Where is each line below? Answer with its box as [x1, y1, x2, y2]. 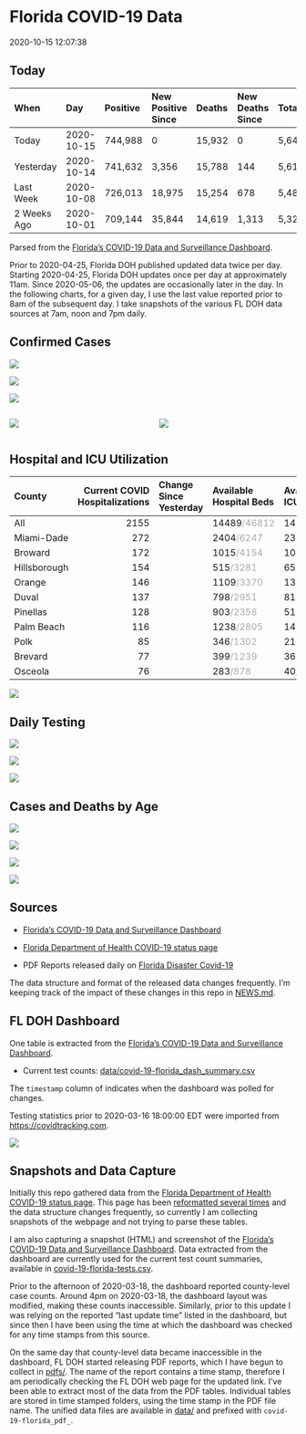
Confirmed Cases [9, 335, 112, 350]
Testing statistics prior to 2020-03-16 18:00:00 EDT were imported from [9, 1110, 280, 1121]
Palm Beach [14, 620, 66, 633]
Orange [14, 577, 46, 589]
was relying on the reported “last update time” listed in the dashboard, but [9, 1310, 287, 1321]
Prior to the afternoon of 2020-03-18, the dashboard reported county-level [9, 1281, 290, 1292]
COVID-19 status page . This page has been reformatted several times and [9, 1197, 287, 1208]
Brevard [14, 650, 48, 663]
